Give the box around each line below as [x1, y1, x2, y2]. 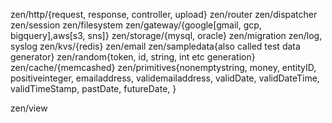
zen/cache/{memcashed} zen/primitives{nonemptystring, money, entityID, [10, 62, 317, 73]
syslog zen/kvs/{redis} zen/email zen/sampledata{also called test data [10, 40, 301, 52]
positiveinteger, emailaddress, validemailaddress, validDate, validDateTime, [10, 72, 320, 84]
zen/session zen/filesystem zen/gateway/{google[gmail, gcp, [10, 19, 262, 31]
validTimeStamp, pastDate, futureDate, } [10, 83, 177, 94]
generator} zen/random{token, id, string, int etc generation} [10, 51, 256, 63]
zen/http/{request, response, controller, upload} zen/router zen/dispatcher [10, 9, 318, 20]
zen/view [10, 102, 48, 114]
